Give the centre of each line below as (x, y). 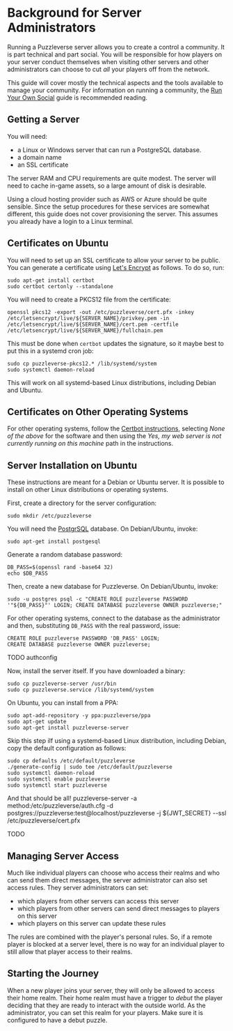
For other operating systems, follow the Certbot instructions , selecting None (116, 429)
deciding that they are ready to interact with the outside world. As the (107, 1005)
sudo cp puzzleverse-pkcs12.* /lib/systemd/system (82, 363)
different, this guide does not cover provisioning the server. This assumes (113, 213)
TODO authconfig (32, 658)
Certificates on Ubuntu (58, 243)
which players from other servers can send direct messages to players (119, 909)
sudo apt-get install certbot (51, 280)
